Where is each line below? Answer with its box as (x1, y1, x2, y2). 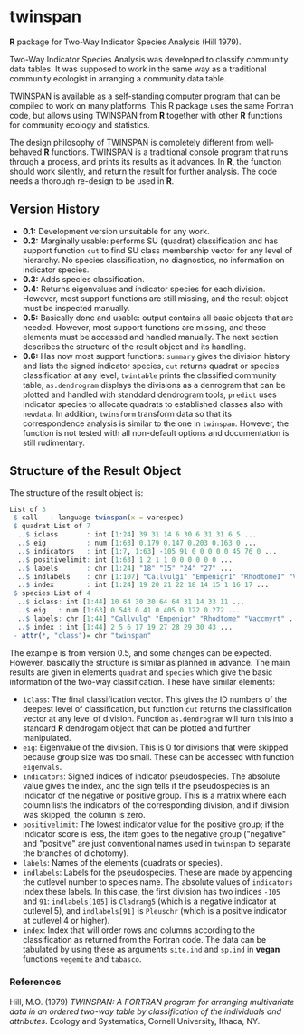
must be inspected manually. (22, 302, 130, 313)
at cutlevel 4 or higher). (22, 915, 110, 926)
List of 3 (9, 505, 47, 514)
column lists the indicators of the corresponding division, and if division (22, 799, 290, 811)
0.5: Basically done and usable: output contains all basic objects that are (22, 312, 294, 323)
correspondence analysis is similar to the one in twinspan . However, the (22, 418, 290, 429)
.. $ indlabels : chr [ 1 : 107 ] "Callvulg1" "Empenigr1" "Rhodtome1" (17, 572, 285, 581)
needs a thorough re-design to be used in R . (9, 175, 175, 186)
